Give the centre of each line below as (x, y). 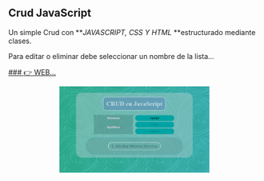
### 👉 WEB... (32, 72)
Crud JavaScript (50, 13)
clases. (20, 41)
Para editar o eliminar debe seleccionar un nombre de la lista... (111, 56)
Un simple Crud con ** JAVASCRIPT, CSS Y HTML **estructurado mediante (132, 32)
